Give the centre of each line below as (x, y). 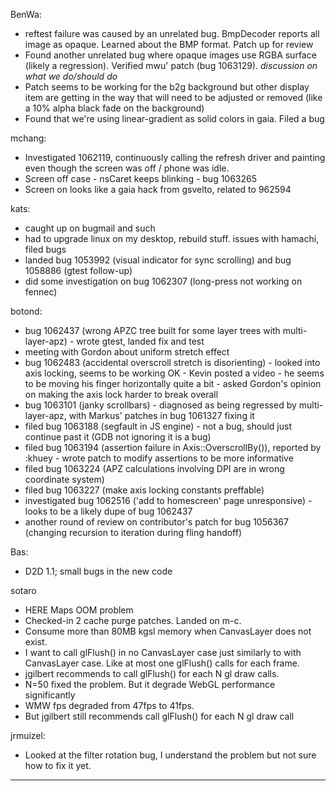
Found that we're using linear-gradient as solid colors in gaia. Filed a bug (174, 118)
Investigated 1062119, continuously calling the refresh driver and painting (175, 157)
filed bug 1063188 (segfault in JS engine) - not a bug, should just (158, 426)
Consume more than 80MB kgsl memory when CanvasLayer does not (168, 631)
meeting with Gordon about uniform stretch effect (127, 352)
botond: (26, 311)
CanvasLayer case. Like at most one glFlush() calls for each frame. (162, 663)
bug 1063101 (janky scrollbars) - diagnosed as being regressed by (160, 405)
